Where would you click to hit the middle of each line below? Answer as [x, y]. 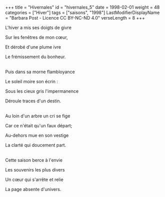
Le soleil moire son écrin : [32, 81]
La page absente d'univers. [33, 189]
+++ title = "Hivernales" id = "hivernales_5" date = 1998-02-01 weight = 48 [82, 7]
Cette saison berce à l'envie [34, 160]
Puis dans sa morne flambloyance [40, 72]
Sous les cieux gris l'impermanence [42, 91]
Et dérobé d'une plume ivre [33, 47]
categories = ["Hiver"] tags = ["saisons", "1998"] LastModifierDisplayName [82, 13]
